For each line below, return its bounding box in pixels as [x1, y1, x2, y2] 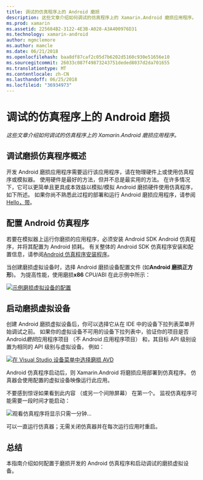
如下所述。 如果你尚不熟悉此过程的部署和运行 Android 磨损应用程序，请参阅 [6, 191, 196, 198]
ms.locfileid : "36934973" [6, 83, 72, 89]
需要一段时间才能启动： [11, 397, 71, 404]
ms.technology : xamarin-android [6, 32, 88, 38]
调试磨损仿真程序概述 [6, 151, 86, 161]
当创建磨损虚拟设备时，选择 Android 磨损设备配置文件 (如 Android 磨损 [6, 263, 182, 271]
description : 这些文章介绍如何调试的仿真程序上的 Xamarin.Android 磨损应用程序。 [6, 15, 197, 21]
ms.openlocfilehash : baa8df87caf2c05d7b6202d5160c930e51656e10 [6, 54, 170, 60]
